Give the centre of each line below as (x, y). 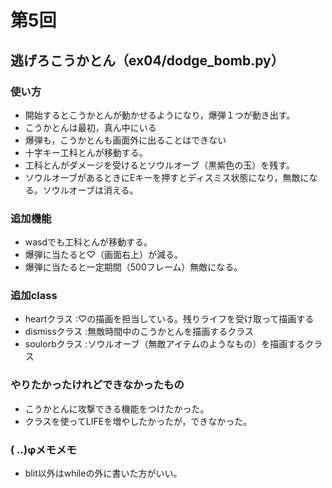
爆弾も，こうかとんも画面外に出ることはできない (125, 140)
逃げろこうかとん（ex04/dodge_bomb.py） (147, 60)
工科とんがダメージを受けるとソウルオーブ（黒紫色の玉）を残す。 (159, 165)
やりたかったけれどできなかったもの (97, 385)
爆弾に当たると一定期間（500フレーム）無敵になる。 (133, 267)
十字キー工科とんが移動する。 (86, 152)
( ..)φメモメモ (43, 449)
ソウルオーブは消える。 (90, 190)
